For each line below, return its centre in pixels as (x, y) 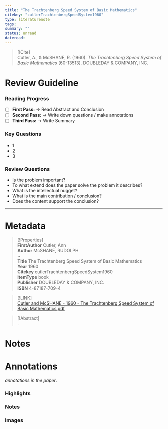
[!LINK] (25, 298)
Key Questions (23, 134)
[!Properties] (30, 240)
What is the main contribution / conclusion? (57, 196)
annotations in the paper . (31, 381)
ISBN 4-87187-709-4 (39, 288)
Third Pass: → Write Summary (44, 121)
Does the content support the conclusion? (55, 201)
